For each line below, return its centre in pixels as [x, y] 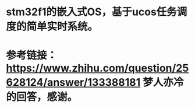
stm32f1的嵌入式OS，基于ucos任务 [92, 12]
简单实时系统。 [62, 27]
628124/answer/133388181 [73, 83]
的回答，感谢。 [42, 97]
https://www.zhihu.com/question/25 [97, 68]
